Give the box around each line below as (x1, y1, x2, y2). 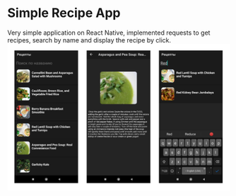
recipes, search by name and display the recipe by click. (7, 35, 172, 44)
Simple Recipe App (7, 5, 121, 21)
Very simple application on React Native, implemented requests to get (7, 28, 211, 37)
